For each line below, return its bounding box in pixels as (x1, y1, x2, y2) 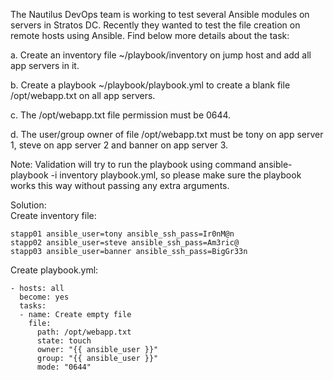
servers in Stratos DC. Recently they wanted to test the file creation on (10, 19, 301, 31)
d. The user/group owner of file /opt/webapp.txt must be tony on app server (10, 129, 324, 140)
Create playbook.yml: (10, 264, 99, 276)
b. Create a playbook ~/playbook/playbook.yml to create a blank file (10, 79, 291, 91)
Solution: (10, 199, 47, 211)
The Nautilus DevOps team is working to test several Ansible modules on (10, 9, 310, 20)
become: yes (19, 292, 70, 302)
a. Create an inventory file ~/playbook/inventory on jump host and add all (10, 49, 312, 61)
